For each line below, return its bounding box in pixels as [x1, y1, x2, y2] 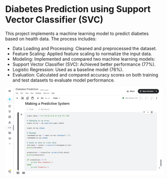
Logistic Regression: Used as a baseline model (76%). [12, 66, 124, 73]
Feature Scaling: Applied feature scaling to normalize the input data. [12, 51, 152, 57]
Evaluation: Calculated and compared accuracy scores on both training [12, 72, 159, 78]
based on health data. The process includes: [5, 36, 97, 42]
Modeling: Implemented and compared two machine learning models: [12, 56, 156, 62]
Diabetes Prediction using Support [5, 3, 151, 15]
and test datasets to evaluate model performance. [12, 77, 115, 83]
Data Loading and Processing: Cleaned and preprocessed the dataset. [12, 45, 157, 51]
